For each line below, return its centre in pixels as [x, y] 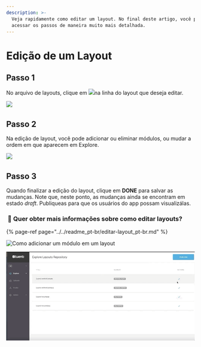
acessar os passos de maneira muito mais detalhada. [79, 25]
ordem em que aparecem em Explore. [53, 145]
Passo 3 [22, 176]
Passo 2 [22, 124]
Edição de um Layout [59, 55]
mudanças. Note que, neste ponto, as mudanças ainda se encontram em [96, 197]
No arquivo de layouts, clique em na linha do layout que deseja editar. [95, 93]
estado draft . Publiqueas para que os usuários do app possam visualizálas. [99, 203]
